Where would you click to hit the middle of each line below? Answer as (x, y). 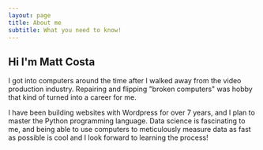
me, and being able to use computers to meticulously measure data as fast (130, 130)
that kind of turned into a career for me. (72, 97)
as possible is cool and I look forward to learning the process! (108, 137)
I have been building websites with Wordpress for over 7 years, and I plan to (131, 113)
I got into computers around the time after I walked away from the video (125, 81)
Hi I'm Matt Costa (52, 62)
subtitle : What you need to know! (65, 30)
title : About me (35, 23)
